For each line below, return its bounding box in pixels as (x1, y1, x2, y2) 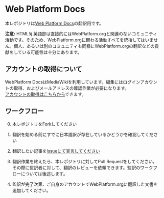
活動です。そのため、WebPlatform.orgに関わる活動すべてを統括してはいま (5, 37, 154, 43)
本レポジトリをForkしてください (12, 121, 77, 127)
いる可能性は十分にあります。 (22, 49, 82, 55)
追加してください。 (12, 187, 51, 193)
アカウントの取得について (5, 65, 82, 73)
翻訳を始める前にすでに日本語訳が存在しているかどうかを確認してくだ (12, 131, 154, 137)
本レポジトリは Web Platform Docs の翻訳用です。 (5, 20, 104, 26)
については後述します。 (21, 170, 68, 176)
